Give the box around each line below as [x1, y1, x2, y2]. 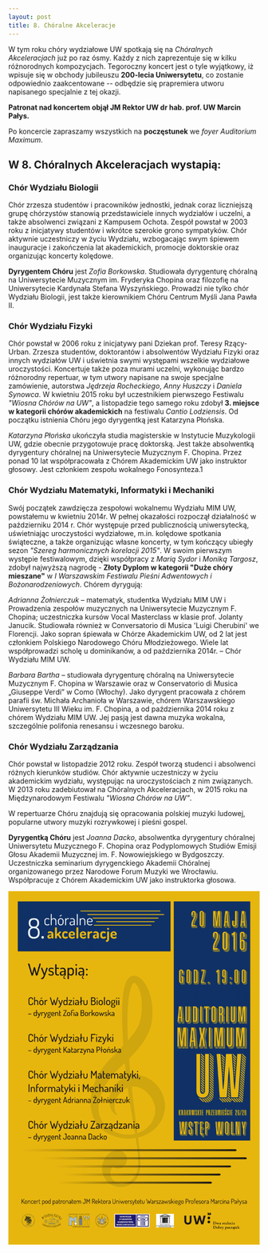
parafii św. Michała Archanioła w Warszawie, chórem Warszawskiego [8, 695, 235, 705]
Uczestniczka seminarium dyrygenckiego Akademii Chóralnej [8, 859, 211, 868]
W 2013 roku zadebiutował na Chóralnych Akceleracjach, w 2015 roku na [8, 785, 248, 795]
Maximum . [8, 134, 44, 144]
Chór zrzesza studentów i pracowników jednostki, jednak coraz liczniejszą [8, 200, 253, 210]
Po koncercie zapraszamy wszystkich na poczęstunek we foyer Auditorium [8, 126, 257, 136]
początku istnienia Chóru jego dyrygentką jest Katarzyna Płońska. [8, 415, 225, 425]
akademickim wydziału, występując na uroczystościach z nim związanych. [8, 776, 254, 786]
